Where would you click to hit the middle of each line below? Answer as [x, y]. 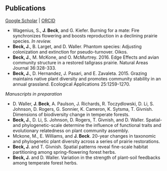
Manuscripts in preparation [34, 94]
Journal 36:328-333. [34, 68]
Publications [26, 8]
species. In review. [32, 41]
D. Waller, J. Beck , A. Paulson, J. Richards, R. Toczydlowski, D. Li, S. [83, 104]
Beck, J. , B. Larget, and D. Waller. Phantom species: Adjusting [77, 46]
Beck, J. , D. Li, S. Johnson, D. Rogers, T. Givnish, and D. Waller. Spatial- [87, 120]
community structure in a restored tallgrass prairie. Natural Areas [80, 62]
